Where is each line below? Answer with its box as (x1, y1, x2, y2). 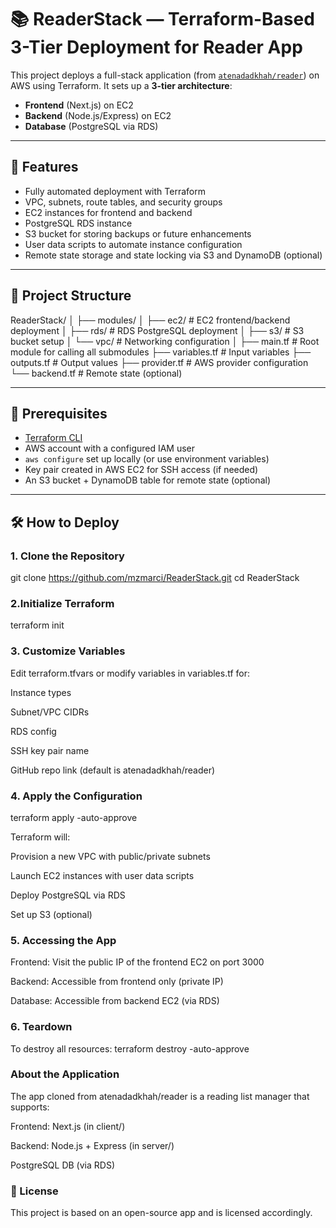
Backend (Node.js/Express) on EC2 (24, 109, 172, 121)
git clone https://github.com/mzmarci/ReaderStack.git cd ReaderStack (10, 572, 300, 584)
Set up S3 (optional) (10, 908, 93, 920)
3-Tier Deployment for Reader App (10, 36, 303, 59)
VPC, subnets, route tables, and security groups (24, 196, 223, 208)
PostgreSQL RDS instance (24, 217, 133, 229)
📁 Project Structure (10, 287, 132, 305)
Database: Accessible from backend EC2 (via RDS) (10, 995, 220, 1007)
